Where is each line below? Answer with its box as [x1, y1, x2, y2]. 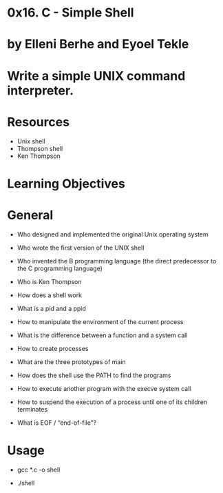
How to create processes [17, 344, 89, 352]
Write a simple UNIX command [7, 68, 186, 83]
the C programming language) [17, 264, 103, 272]
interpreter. [7, 83, 74, 98]
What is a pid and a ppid [17, 304, 86, 312]
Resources [7, 114, 70, 130]
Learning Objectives [7, 176, 125, 191]
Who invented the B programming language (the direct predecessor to [17, 256, 217, 265]
